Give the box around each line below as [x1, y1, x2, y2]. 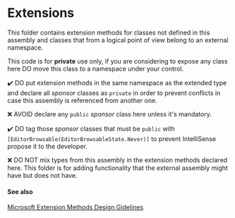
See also [7, 187, 33, 195]
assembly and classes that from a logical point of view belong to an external [7, 35, 229, 44]
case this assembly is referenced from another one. [7, 96, 157, 104]
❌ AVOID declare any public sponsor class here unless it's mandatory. [7, 109, 212, 118]
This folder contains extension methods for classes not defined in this [7, 28, 210, 37]
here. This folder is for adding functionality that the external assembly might [7, 164, 228, 172]
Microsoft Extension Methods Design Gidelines [7, 203, 144, 212]
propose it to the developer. [7, 142, 88, 150]
